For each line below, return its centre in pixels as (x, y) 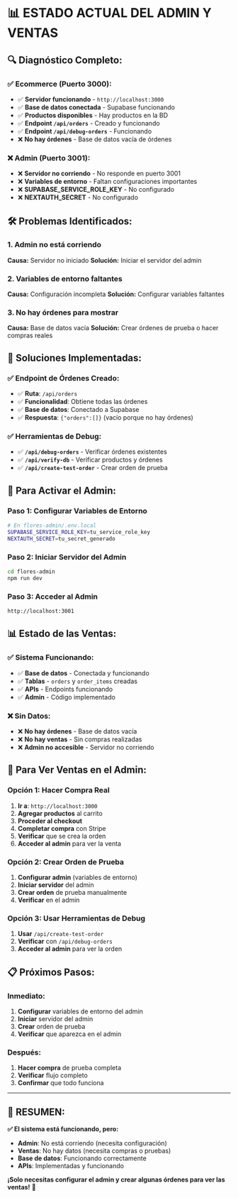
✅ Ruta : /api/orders (47, 393)
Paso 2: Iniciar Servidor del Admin (67, 557)
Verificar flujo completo (53, 1075)
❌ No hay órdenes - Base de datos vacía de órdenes (95, 139)
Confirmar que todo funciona (61, 1083)
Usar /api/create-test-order (61, 934)
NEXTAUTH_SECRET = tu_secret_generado (61, 539)
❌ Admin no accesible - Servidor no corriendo (86, 747)
